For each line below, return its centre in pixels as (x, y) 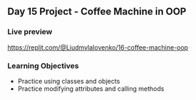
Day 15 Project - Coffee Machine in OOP (97, 12)
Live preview (30, 32)
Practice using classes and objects (69, 81)
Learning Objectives (43, 65)
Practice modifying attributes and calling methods (91, 89)
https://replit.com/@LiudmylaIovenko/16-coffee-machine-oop (98, 47)
